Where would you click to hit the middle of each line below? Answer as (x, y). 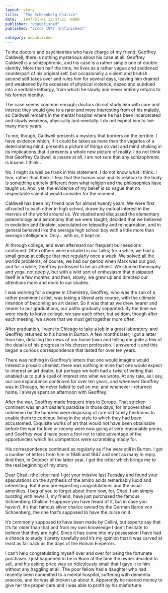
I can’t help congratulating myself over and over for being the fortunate (79, 553)
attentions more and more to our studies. (47, 283)
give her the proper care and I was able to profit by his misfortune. (74, 585)
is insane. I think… (24, 162)
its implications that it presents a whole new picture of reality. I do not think (83, 152)
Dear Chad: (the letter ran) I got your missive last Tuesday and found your (81, 475)
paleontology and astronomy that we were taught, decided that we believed (83, 219)
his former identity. (25, 95)
